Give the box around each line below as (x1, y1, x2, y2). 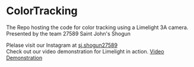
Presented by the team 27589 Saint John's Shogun (6, 30, 131, 37)
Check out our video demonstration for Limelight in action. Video (6, 47, 164, 55)
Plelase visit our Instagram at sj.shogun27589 (6, 42, 117, 49)
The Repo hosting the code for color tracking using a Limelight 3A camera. (6, 24, 189, 31)
